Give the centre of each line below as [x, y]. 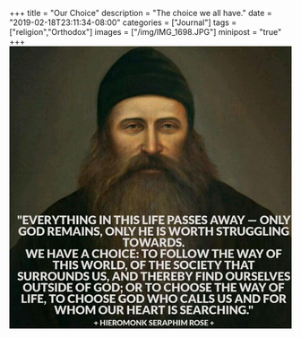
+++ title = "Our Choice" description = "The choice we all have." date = [141, 13]
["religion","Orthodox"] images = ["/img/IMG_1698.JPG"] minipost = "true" [146, 32]
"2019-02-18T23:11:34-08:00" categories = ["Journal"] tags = [123, 22]
